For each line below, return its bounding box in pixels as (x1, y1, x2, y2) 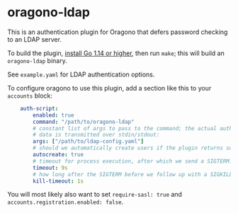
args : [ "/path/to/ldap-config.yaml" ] (33, 138, 144, 145)
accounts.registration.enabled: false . (7, 197, 124, 206)
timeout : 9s (33, 164, 69, 171)
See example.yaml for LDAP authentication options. (7, 70, 155, 79)
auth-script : (20, 105, 59, 112)
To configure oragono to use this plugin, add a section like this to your (7, 84, 212, 92)
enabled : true (33, 111, 74, 119)
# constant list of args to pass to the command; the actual (33, 125, 217, 132)
